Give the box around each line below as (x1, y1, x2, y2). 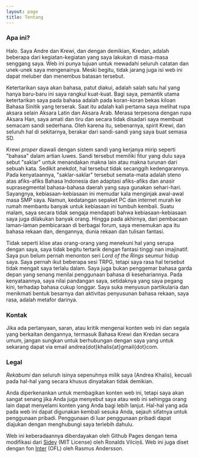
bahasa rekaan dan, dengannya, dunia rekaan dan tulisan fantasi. (6, 228, 165, 235)
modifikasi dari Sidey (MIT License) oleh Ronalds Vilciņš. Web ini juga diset (6, 438, 189, 446)
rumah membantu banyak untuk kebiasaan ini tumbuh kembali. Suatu (6, 202, 174, 209)
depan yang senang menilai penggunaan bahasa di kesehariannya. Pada (6, 271, 183, 278)
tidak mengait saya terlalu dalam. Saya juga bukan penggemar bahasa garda (6, 265, 192, 272)
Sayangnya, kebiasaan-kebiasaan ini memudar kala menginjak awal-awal (6, 190, 184, 197)
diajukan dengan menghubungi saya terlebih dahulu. (6, 421, 134, 428)
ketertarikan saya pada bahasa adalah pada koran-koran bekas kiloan (6, 96, 176, 104)
